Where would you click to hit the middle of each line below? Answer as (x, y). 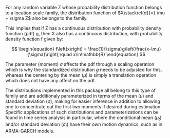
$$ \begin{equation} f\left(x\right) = (49, 49)
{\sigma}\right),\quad (50, 54)
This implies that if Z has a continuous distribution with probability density (83, 28)
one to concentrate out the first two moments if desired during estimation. (83, 107)
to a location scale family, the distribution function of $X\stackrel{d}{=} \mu (85, 13)
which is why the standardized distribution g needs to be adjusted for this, (84, 70)
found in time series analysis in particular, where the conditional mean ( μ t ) (83, 118)
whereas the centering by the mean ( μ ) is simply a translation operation (81, 75)
